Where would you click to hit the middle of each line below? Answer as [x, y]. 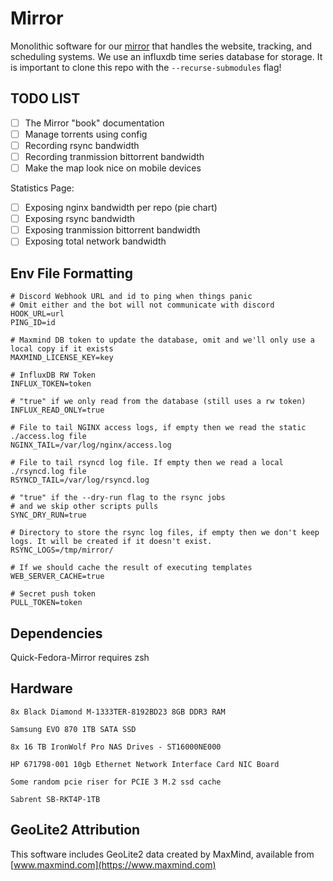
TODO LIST [45, 98]
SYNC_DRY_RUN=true [48, 515]
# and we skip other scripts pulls [84, 507]
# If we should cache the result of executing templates [131, 568]
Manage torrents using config [86, 134]
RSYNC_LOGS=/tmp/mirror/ [62, 550]
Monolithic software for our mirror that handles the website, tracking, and [161, 46]
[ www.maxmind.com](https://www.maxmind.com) [113, 864]
